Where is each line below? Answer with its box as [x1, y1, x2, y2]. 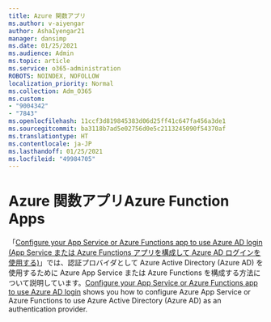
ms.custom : [8, 95, 45, 103]
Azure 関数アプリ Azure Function [8, 192, 230, 210]
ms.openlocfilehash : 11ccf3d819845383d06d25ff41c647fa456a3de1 [8, 117, 227, 125]
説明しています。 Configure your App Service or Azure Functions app [29, 278, 259, 288]
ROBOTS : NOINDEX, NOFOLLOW [8, 72, 100, 80]
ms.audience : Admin [8, 49, 74, 57]
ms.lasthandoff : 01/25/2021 [8, 147, 104, 155]
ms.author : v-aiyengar [8, 19, 85, 28]
